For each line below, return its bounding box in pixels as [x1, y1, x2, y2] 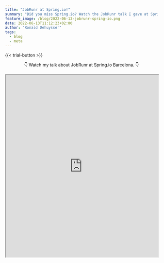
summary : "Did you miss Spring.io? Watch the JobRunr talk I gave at [5, 12, 149, 17]
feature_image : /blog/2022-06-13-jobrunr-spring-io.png [5, 16, 120, 21]
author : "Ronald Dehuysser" [5, 25, 62, 30]
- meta [9, 39, 23, 44]
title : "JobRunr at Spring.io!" [5, 7, 70, 12]
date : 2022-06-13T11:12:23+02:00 [5, 20, 73, 26]
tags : [5, 30, 16, 35]
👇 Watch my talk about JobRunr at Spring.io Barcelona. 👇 [24, 62, 139, 68]
